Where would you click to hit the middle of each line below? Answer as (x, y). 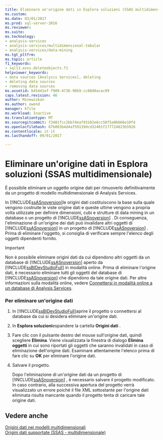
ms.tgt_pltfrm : (20, 55)
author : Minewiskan (25, 100)
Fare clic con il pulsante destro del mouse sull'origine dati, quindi (77, 335)
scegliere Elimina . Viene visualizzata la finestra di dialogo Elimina (78, 341)
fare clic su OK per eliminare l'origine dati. (54, 356)
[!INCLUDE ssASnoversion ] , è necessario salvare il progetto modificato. (83, 380)
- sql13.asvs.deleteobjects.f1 (37, 68)
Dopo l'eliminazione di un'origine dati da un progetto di (67, 375)
